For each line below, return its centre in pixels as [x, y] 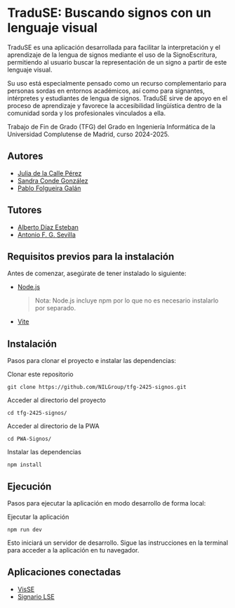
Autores [25, 156]
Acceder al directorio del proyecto [57, 400]
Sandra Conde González [53, 180]
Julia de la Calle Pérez [49, 173]
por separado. [55, 308]
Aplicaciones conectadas [64, 573]
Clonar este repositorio [40, 374]
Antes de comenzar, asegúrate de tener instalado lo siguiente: [97, 273]
